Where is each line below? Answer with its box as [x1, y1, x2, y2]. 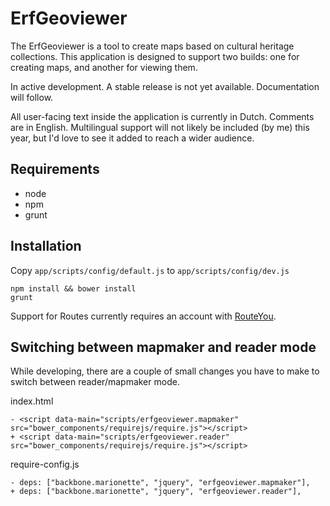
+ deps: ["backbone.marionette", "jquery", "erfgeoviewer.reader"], [10, 487, 302, 497]
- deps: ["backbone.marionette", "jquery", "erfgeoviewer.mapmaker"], [10, 478, 311, 488]
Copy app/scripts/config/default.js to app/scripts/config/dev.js [10, 264, 290, 276]
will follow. [10, 91, 54, 103]
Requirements [10, 161, 100, 178]
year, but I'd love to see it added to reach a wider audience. [10, 132, 255, 144]
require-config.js [10, 458, 80, 471]
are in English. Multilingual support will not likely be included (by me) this [10, 121, 310, 133]
